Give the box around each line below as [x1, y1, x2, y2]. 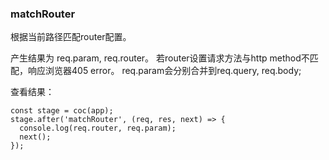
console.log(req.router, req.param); [19, 123, 177, 134]
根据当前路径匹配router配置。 [10, 31, 132, 43]
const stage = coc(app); [10, 106, 114, 116]
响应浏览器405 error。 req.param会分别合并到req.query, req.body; [27, 65, 302, 77]
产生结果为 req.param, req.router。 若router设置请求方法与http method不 [10, 52, 310, 64]
